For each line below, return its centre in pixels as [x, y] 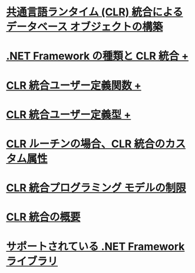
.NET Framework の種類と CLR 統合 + [97, 56]
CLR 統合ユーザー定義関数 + [74, 85]
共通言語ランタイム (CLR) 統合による [95, 12]
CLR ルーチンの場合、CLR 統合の [86, 144]
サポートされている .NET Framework [95, 246]
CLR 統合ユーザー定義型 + [69, 114]
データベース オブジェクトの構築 [85, 27]
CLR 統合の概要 [43, 217]
